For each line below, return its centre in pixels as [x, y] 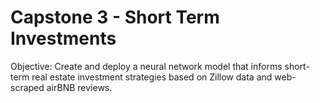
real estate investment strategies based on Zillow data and [152, 77]
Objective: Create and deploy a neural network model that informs [146, 66]
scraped [27, 87]
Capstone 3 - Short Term [115, 17]
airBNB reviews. [79, 87]
